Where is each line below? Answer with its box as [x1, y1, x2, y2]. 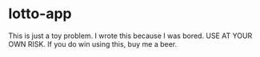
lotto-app [8, 5, 72, 23]
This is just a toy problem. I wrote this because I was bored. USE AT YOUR [8, 31, 253, 40]
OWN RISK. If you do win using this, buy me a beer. [8, 39, 178, 48]
